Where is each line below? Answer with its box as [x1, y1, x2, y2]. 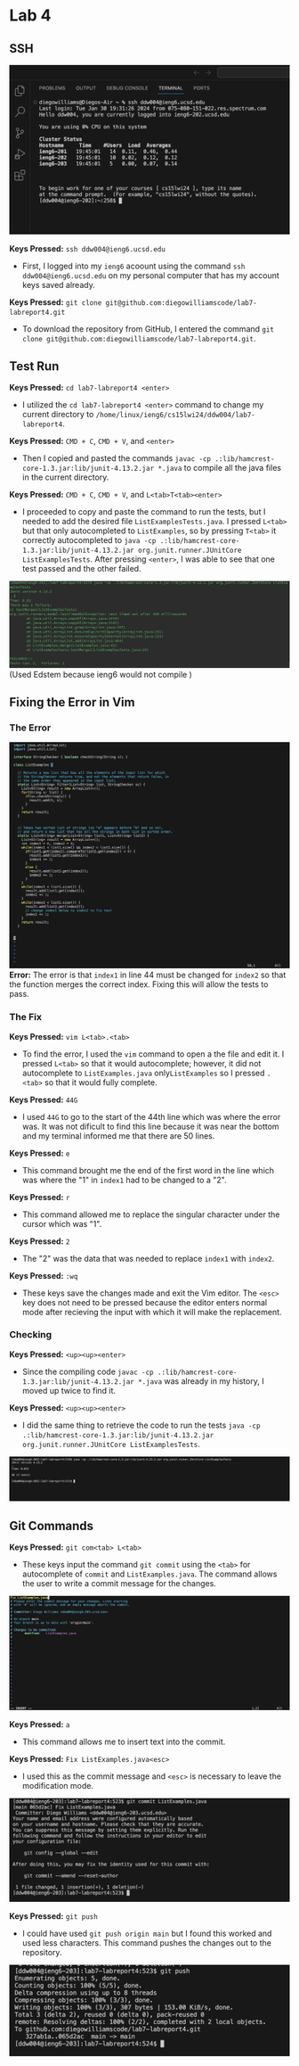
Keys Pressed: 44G [9, 1094, 78, 1105]
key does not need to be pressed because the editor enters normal [21, 1296, 268, 1307]
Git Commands [9, 1518, 94, 1534]
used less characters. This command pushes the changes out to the [21, 1937, 271, 1948]
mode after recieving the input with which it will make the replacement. [21, 1306, 282, 1317]
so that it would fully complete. [44, 1076, 158, 1088]
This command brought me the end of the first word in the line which [21, 1165, 274, 1175]
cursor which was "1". [21, 1218, 102, 1229]
